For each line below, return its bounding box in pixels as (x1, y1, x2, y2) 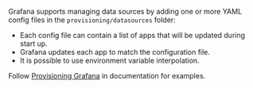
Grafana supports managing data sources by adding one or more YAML (8, 7, 243, 16)
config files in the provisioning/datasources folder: (8, 15, 177, 25)
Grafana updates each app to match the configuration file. (19, 48, 211, 56)
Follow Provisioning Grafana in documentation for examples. (8, 71, 206, 80)
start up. (19, 39, 48, 48)
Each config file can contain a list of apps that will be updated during (19, 31, 245, 40)
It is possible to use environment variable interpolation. (19, 55, 200, 65)
